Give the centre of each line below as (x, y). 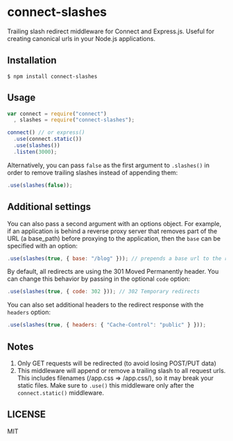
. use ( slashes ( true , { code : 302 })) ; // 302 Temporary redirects (104, 292)
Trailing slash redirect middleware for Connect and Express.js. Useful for (111, 31)
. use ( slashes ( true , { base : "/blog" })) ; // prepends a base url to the (114, 258)
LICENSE (27, 414)
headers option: (29, 312)
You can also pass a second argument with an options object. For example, (114, 223)
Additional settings (49, 207)
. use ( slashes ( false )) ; (40, 185)
